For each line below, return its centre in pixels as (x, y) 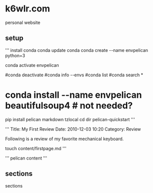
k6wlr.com (28, 9)
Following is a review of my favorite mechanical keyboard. (65, 139)
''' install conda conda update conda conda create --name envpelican (76, 50)
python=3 (15, 55)
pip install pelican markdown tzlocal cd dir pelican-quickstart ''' (70, 119)
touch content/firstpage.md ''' (36, 148)
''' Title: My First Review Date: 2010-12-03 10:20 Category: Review (73, 129)
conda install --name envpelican (74, 95)
